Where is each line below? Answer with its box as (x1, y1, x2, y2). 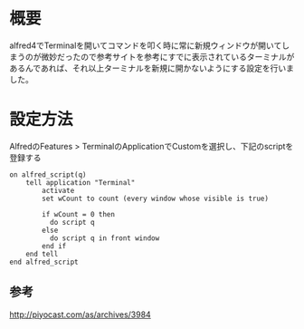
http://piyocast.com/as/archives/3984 (9, 309, 151, 320)
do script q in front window (49, 233, 160, 243)
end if (42, 241, 67, 250)
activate (42, 186, 75, 195)
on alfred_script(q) (9, 169, 88, 179)
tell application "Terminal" (25, 178, 136, 187)
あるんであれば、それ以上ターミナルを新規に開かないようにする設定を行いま (9, 63, 295, 73)
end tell (25, 249, 59, 258)
